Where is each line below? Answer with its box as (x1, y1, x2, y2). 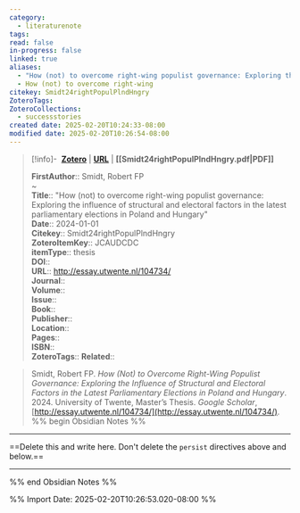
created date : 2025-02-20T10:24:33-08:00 (9, 121, 166, 130)
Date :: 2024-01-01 (30, 218, 100, 228)
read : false (9, 37, 54, 47)
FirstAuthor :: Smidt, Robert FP (30, 170, 145, 181)
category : (9, 12, 46, 22)
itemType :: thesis (30, 246, 96, 257)
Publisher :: (30, 313, 73, 324)
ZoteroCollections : (9, 104, 82, 113)
